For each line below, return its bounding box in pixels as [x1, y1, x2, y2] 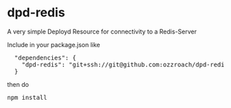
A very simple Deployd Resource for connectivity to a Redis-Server [7, 27, 197, 36]
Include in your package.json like [7, 40, 101, 49]
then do [7, 80, 30, 88]
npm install [7, 94, 47, 101]
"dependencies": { [14, 53, 77, 62]
